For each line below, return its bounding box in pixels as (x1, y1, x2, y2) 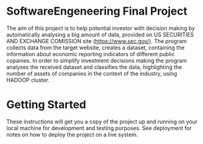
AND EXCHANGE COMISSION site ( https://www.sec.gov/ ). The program (6, 37, 187, 45)
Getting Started (6, 98, 87, 112)
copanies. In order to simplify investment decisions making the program (6, 57, 187, 64)
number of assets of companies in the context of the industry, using (6, 70, 177, 77)
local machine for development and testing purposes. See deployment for (6, 124, 192, 132)
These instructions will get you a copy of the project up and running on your (6, 118, 197, 125)
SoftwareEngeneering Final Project (6, 4, 188, 18)
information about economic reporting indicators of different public (6, 50, 175, 57)
